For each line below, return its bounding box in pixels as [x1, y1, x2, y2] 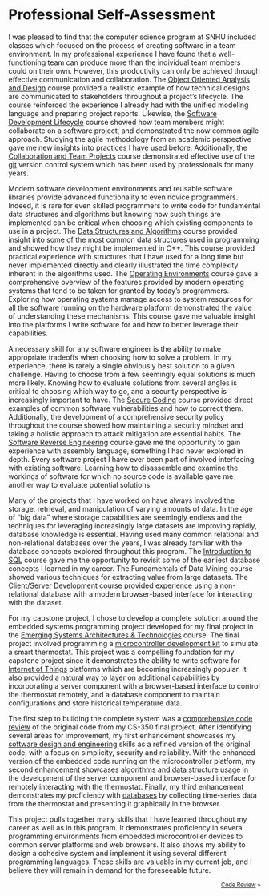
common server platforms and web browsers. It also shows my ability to [8, 839, 246, 850]
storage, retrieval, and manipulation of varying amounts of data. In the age [8, 504, 254, 513]
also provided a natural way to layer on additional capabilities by [8, 673, 220, 682]
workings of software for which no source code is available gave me [8, 471, 234, 481]
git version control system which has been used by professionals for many [8, 159, 254, 169]
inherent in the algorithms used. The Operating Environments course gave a [8, 268, 259, 278]
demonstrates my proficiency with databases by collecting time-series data [8, 790, 258, 800]
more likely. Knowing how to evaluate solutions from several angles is [8, 378, 238, 388]
